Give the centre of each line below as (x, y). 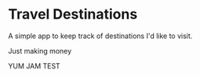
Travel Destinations (73, 14)
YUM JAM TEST (34, 66)
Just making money (40, 51)
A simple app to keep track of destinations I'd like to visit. (100, 36)
